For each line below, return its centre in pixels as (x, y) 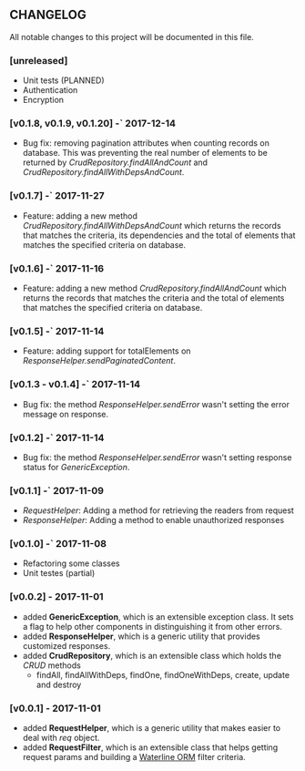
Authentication (50, 90)
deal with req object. (61, 738)
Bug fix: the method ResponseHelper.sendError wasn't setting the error (156, 404)
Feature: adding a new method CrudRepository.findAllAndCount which (154, 288)
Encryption (43, 100)
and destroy (59, 684)
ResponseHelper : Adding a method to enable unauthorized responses (153, 520)
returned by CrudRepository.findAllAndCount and (115, 162)
